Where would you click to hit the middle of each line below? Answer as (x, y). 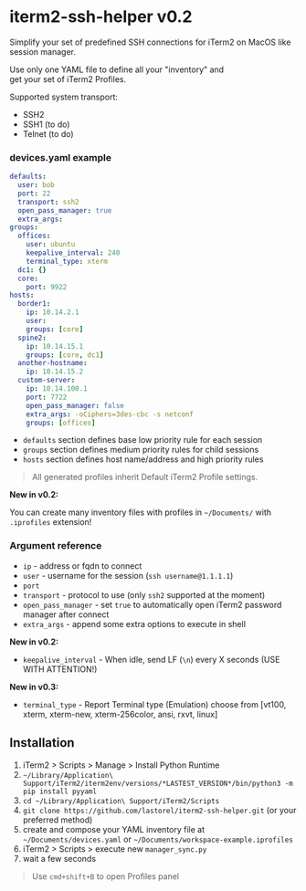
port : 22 (34, 194)
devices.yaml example (61, 157)
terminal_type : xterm (67, 261)
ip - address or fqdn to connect (82, 566)
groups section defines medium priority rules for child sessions (141, 450)
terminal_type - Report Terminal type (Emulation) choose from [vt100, (154, 704)
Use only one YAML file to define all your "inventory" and (117, 69)
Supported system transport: (64, 97)
